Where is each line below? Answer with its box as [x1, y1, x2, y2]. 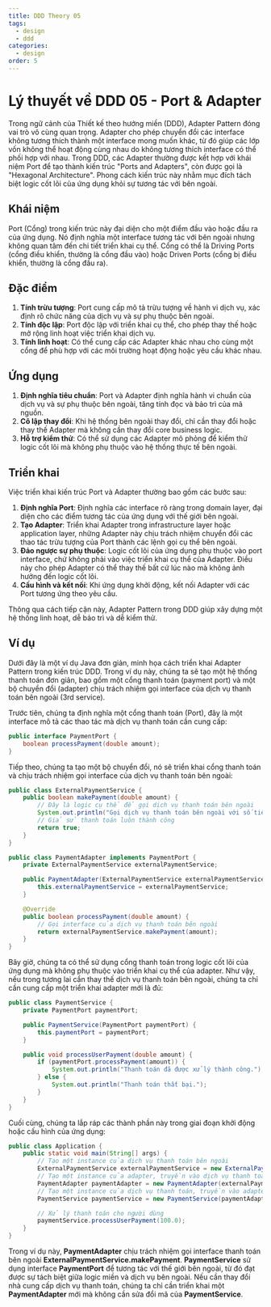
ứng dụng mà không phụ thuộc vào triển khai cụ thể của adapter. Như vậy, [8, 966, 256, 975]
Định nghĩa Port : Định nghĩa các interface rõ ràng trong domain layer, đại [19, 503, 264, 513]
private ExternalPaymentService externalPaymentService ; [23, 861, 219, 869]
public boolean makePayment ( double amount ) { [23, 793, 179, 802]
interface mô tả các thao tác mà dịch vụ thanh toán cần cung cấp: [8, 717, 227, 726]
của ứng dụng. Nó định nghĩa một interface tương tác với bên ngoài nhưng [8, 232, 256, 242]
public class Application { [8, 1142, 103, 1150]
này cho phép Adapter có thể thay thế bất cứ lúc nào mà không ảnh [19, 563, 245, 573]
